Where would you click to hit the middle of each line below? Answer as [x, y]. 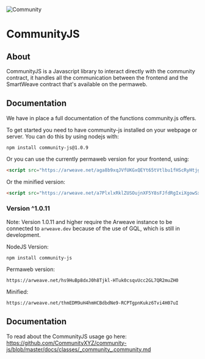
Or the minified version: [36, 182]
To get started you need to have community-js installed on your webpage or [102, 130]
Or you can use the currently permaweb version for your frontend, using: [98, 159]
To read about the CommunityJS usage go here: [67, 336]
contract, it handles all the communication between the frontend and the [97, 78]
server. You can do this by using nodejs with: [63, 136]
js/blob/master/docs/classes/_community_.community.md [79, 349]
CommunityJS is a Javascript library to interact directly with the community [101, 71]
